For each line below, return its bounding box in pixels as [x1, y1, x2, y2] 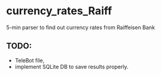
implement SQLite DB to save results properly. [14, 63, 129, 70]
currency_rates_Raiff [6, 4, 113, 18]
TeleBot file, [14, 56, 45, 64]
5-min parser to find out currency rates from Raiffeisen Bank [6, 24, 156, 31]
